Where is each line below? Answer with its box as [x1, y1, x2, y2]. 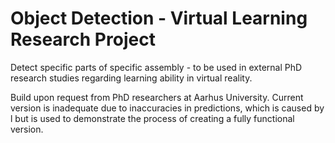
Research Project [10, 28, 156, 51]
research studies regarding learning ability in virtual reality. [10, 72, 253, 84]
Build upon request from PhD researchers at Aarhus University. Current [10, 91, 304, 103]
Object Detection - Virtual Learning [10, 7, 308, 30]
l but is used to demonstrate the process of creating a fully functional [10, 112, 295, 124]
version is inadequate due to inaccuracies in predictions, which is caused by [10, 102, 325, 114]
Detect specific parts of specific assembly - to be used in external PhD [10, 61, 303, 73]
